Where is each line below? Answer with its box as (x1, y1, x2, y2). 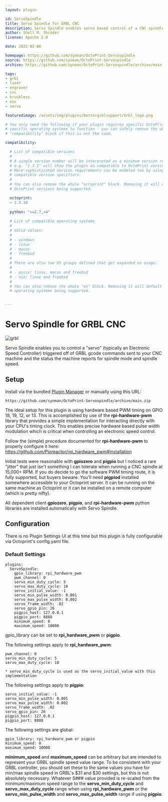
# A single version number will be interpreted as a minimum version (9, 158, 157, 163)
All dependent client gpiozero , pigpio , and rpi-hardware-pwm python (5, 499, 150, 505)
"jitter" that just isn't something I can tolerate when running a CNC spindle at (5, 463, 163, 469)
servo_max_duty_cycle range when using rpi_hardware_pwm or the (5, 785, 147, 791)
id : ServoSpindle (5, 16, 41, 21)
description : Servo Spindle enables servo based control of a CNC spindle (5, 25, 164, 30)
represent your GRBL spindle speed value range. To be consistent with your (5, 759, 161, 765)
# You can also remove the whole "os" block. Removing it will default (9, 283, 162, 289)
